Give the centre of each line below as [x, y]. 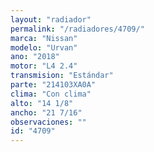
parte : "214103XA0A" [53, 85]
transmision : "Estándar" [62, 76]
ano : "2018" [35, 57]
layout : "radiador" [51, 19]
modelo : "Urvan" [44, 47]
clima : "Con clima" [51, 94]
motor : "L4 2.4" [44, 66]
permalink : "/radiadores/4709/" [77, 29]
